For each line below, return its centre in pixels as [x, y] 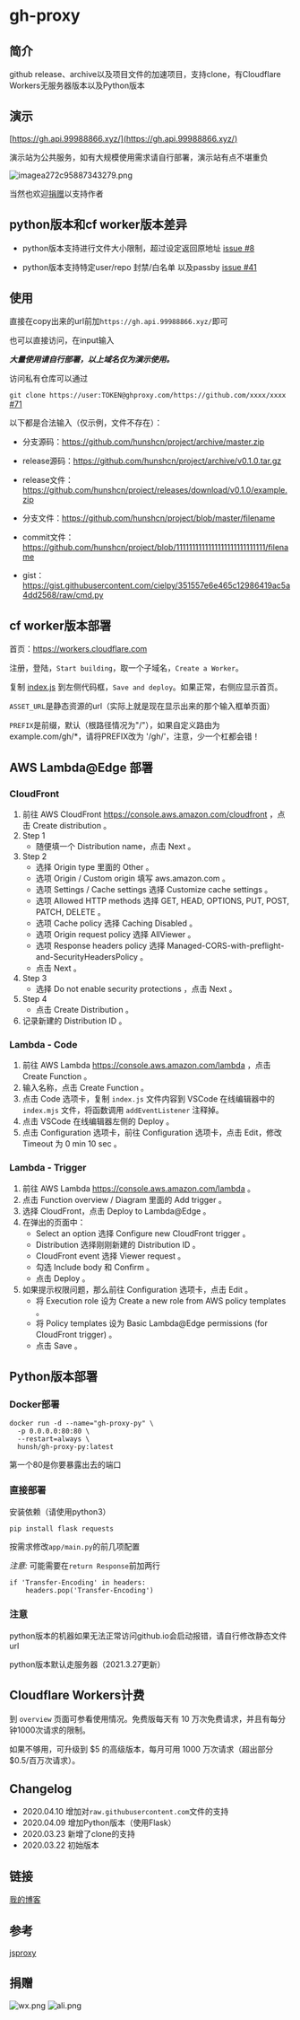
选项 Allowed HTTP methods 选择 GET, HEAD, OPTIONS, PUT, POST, [162, 900]
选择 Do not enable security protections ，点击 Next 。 [136, 988]
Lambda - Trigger [48, 1168]
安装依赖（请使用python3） [60, 1511]
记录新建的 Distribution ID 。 [74, 1021]
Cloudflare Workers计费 [77, 1695]
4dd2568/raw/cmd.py [63, 595]
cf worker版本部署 [60, 625]
